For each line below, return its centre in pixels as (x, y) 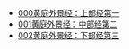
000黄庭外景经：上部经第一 (69, 13)
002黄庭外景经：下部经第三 (68, 35)
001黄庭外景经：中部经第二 (68, 24)
